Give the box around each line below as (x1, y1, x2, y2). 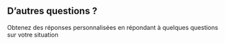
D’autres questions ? (7, 5, 98, 17)
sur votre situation (7, 30, 58, 39)
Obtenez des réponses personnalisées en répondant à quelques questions (7, 23, 219, 31)
